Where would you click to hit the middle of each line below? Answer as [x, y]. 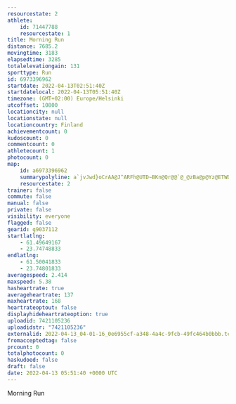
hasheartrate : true [36, 288]
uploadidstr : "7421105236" [47, 327]
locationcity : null [36, 112]
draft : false [26, 367]
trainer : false [29, 190]
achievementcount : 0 [38, 131]
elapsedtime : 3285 [34, 60]
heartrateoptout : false [42, 308]
